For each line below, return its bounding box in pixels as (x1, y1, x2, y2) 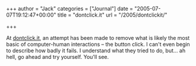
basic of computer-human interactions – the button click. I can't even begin (6, 41, 190, 48)
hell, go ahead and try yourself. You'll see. (6, 54, 109, 60)
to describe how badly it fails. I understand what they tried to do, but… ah (6, 47, 186, 54)
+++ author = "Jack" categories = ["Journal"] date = (6, 5, 134, 12)
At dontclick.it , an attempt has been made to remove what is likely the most (6, 34, 190, 41)
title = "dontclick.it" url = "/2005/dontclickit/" (57, 11, 167, 18)
